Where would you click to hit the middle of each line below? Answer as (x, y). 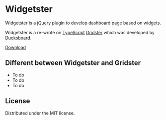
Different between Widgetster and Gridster (73, 63)
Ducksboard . (18, 38)
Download (16, 47)
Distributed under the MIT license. (40, 113)
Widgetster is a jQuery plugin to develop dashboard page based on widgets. (83, 23)
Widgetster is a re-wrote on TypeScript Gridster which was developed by (80, 32)
